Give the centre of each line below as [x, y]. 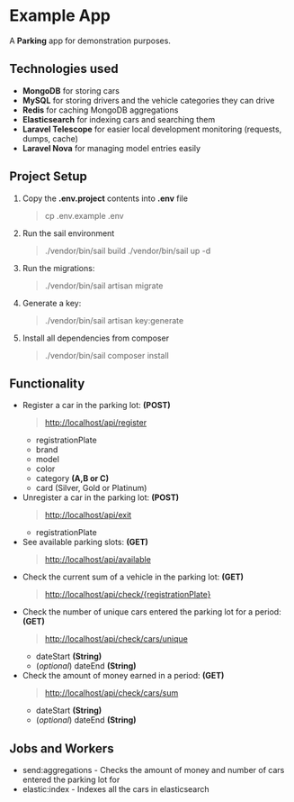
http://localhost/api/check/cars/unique [116, 639]
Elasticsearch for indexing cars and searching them [119, 119]
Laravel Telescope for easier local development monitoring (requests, [152, 129]
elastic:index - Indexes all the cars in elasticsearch [116, 789]
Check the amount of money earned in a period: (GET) [123, 676]
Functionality [47, 383]
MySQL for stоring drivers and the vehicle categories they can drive [148, 100]
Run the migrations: [58, 268]
